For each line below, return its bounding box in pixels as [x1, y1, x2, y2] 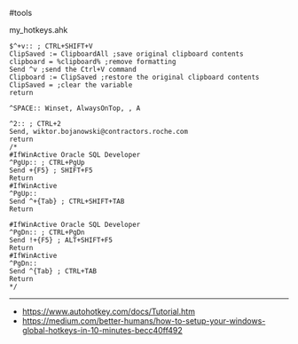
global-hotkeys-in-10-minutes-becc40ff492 [21, 325, 184, 335]
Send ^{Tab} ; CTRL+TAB [9, 267, 98, 276]
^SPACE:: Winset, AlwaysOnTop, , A [9, 104, 141, 113]
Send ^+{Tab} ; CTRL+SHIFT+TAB [9, 197, 125, 206]
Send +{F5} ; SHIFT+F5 [9, 166, 93, 175]
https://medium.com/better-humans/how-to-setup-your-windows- [21, 316, 266, 326]
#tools [9, 8, 33, 18]
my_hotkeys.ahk [9, 25, 68, 35]
